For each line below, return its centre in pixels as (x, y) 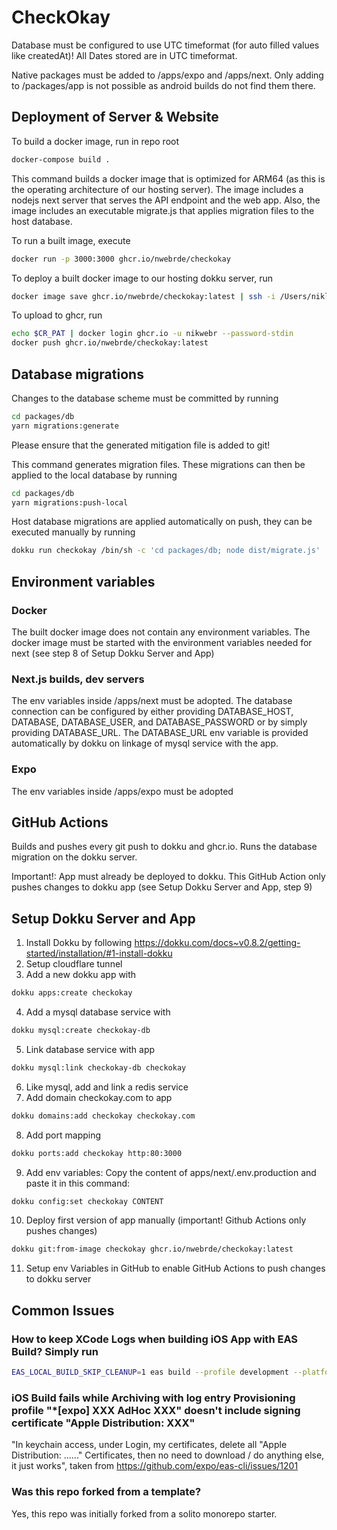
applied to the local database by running (94, 475)
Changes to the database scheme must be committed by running (145, 398)
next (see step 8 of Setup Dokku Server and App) (113, 653)
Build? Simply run (55, 1351)
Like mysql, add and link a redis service (107, 1087)
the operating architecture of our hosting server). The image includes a (157, 189)
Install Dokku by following (79, 943)
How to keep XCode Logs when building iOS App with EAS (155, 1339)
